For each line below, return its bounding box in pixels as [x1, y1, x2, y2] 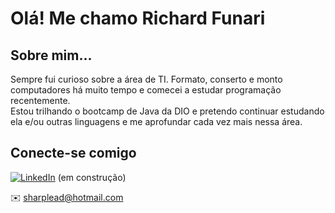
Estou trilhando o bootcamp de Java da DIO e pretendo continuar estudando [10, 105, 325, 117]
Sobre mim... [10, 47, 93, 64]
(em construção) [57, 171, 127, 183]
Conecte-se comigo [10, 145, 137, 162]
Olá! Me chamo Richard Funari [10, 7, 266, 30]
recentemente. [10, 95, 71, 106]
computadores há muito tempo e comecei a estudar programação [10, 84, 282, 96]
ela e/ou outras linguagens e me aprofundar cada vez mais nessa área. [10, 116, 303, 127]
